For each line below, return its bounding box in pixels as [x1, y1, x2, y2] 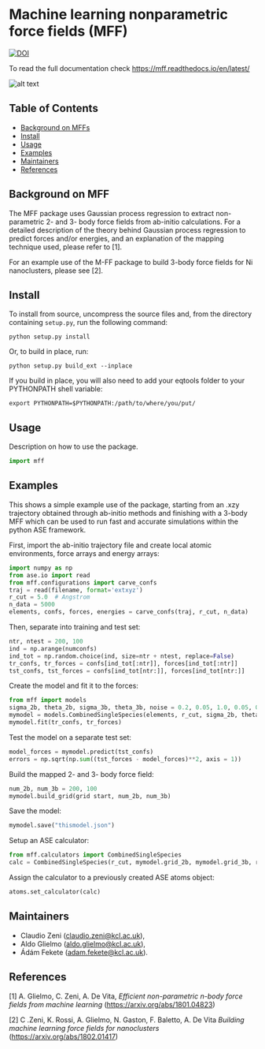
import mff [9, 457, 45, 465]
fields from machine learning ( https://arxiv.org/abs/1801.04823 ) [9, 999, 215, 1009]
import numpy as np [9, 564, 73, 572]
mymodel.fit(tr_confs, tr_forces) [9, 719, 123, 726]
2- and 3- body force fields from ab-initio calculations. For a [46, 217, 241, 226]
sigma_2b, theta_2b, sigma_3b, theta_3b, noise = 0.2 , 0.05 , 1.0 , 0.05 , [9, 704, 252, 711]
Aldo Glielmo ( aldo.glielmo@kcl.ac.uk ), [20, 939, 146, 948]
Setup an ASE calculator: [9, 836, 90, 846]
